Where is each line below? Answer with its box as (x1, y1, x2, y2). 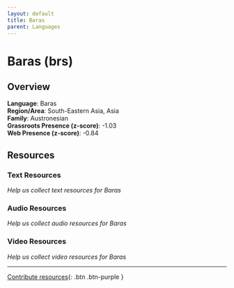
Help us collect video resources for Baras (7, 252, 127, 261)
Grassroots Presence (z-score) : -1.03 (7, 121, 117, 130)
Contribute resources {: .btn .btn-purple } (7, 273, 124, 281)
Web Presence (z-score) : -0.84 (7, 129, 99, 137)
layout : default (7, 10, 54, 17)
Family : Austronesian (7, 114, 68, 123)
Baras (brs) (7, 53, 73, 69)
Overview (7, 81, 51, 93)
